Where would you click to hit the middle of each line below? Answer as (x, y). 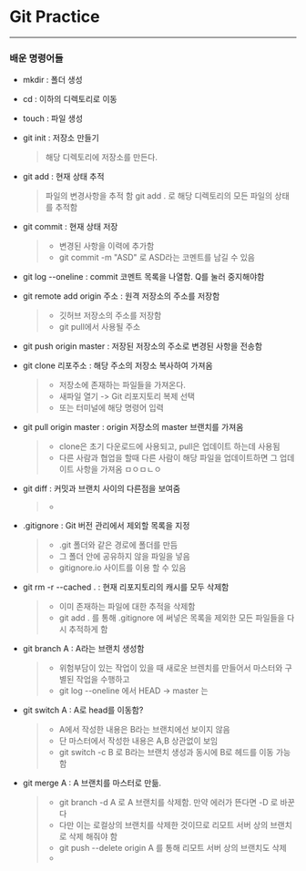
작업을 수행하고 (103, 680)
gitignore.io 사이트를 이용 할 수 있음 (122, 568)
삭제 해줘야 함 (93, 836)
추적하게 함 (88, 630)
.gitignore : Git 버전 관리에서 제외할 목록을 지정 (106, 526)
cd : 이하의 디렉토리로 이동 (70, 99)
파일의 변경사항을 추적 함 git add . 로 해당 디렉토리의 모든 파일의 (159, 196)
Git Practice (55, 17)
